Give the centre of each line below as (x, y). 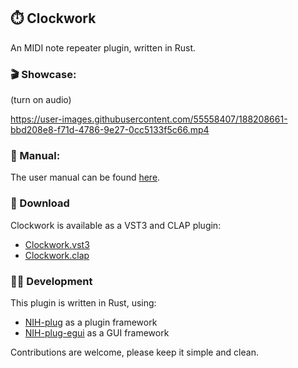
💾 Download (40, 203)
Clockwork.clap (57, 255)
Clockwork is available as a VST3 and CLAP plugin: (116, 225)
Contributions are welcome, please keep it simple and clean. (134, 352)
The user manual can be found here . (85, 177)
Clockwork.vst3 (57, 244)
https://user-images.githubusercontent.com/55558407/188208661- (149, 119)
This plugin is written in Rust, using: (83, 303)
